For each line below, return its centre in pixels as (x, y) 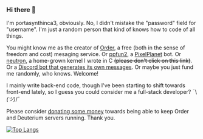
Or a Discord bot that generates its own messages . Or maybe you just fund (100, 67)
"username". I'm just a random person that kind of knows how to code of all (101, 29)
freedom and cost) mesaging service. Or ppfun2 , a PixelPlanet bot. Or (94, 54)
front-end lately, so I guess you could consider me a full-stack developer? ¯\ (102, 92)
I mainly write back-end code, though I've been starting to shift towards (96, 85)
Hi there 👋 (21, 10)
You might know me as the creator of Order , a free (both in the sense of (96, 48)
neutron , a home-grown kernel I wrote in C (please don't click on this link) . (99, 61)
